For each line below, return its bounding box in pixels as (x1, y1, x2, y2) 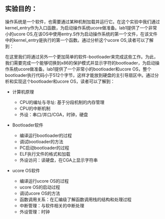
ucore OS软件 (12, 167, 40, 173)
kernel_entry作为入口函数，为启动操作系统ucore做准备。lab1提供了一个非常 (5, 25, 157, 31)
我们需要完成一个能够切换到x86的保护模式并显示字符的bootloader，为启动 (5, 60, 156, 65)
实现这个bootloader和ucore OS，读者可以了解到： (13, 78, 115, 84)
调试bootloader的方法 (19, 138, 64, 144)
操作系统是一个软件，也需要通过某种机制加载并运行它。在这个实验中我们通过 (5, 19, 160, 25)
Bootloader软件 (12, 122, 44, 128)
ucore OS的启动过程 (19, 184, 60, 190)
